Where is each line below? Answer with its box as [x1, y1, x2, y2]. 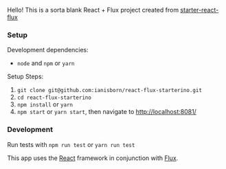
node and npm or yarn [16, 59, 75, 67]
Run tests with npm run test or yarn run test [7, 140, 135, 148]
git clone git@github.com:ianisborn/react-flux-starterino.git [16, 87, 203, 94]
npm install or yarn [16, 100, 74, 109]
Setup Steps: [7, 72, 44, 81]
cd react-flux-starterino [16, 94, 91, 102]
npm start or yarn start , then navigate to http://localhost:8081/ [16, 108, 197, 116]
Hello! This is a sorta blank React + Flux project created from [7, 6, 179, 14]
